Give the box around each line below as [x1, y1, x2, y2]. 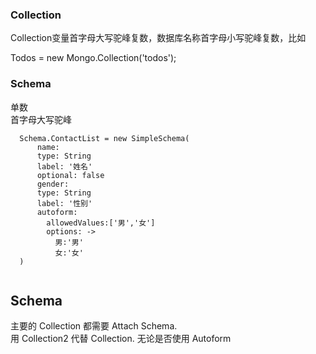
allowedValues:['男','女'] [46, 218, 156, 228]
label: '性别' [36, 198, 93, 208]
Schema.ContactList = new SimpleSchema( [19, 133, 190, 143]
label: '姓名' [36, 161, 93, 172]
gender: [36, 179, 70, 189]
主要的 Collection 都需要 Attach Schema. [10, 320, 178, 332]
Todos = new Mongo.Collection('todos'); [10, 52, 177, 64]
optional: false [36, 170, 105, 180]
